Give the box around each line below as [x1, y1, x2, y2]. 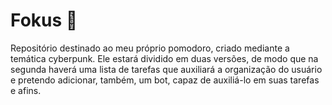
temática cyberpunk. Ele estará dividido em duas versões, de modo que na [10, 52, 319, 64]
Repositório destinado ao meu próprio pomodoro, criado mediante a [10, 42, 290, 54]
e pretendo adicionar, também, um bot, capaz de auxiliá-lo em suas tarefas [10, 74, 320, 86]
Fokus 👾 [10, 9, 78, 32]
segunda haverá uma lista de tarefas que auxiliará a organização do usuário [10, 63, 323, 75]
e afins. [10, 84, 42, 96]
